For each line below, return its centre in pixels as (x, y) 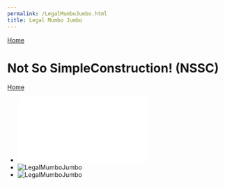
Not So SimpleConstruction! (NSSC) (113, 68)
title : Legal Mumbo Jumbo (45, 20)
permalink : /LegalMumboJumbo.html (57, 14)
